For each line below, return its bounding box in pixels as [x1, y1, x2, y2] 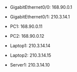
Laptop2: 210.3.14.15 [9, 52, 51, 58]
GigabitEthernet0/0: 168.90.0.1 [9, 4, 72, 10]
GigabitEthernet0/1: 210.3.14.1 [9, 14, 70, 19]
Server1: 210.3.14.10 [9, 62, 50, 68]
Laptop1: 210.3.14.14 [9, 43, 51, 49]
